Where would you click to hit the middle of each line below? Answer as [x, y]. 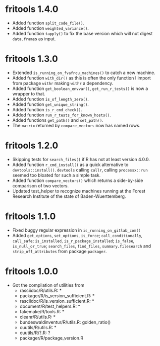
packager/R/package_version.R [52, 338]
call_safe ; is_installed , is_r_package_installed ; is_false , [73, 241]
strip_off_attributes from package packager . [59, 251]
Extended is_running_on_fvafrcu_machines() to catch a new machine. [84, 73]
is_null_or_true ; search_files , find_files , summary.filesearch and [81, 246]
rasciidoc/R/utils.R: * [41, 290]
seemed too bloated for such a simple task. [56, 175]
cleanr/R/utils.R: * [38, 317]
